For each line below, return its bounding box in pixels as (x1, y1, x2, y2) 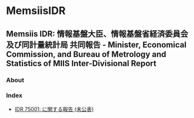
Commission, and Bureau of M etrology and (6, 49, 166, 59)
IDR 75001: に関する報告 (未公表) (14, 105, 94, 112)
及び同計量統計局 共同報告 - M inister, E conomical (6, 40, 187, 50)
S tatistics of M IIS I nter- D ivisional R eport (6, 58, 157, 68)
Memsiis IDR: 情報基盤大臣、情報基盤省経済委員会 (6, 29, 188, 39)
